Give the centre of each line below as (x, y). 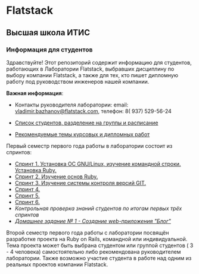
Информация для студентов (49, 50)
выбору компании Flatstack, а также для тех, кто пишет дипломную (92, 75)
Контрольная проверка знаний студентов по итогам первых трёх (98, 208)
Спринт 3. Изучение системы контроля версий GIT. (80, 182)
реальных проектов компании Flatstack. (57, 264)
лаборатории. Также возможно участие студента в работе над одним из (99, 258)
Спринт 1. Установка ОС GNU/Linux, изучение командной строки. (98, 164)
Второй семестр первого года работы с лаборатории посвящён (88, 232)
